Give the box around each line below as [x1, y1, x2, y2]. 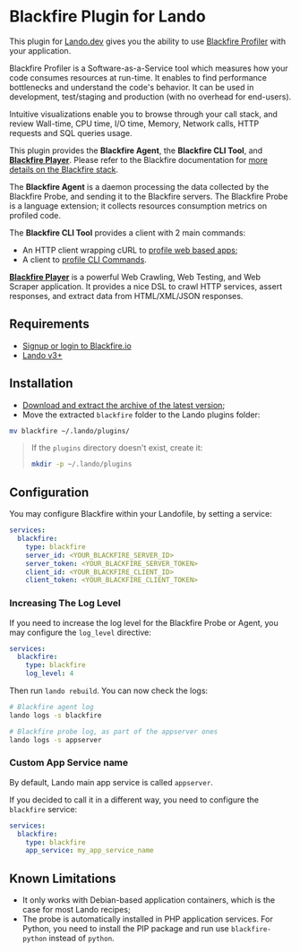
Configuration [9, 485, 90, 500]
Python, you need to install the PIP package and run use [21, 923, 230, 934]
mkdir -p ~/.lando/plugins [30, 459, 133, 469]
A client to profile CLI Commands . [21, 253, 148, 265]
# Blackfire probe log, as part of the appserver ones [9, 727, 219, 736]
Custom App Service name [9, 757, 129, 769]
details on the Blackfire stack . [9, 164, 119, 175]
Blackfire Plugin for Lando [9, 6, 206, 27]
